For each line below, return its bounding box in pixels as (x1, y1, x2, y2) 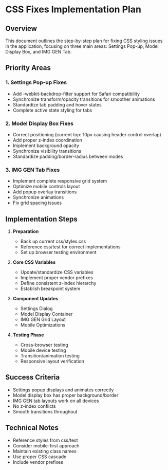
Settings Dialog (20, 305, 53, 312)
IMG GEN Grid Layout (20, 316, 66, 322)
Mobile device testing (20, 347, 66, 353)
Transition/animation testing (20, 353, 80, 359)
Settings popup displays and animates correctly (12, 387, 114, 393)
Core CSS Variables (12, 259, 55, 265)
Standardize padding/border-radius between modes (12, 153, 123, 159)
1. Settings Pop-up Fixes (5, 79, 67, 86)
